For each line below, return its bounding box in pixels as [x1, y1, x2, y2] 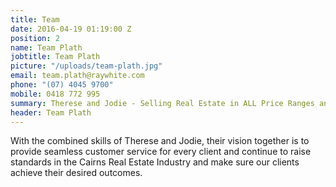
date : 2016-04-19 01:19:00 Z [10, 24, 132, 34]
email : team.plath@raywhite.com [10, 71, 145, 81]
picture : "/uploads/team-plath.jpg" [10, 61, 163, 71]
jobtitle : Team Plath [10, 52, 101, 62]
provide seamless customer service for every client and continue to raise [10, 146, 312, 158]
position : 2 [10, 33, 60, 43]
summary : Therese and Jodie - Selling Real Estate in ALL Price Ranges [10, 98, 315, 108]
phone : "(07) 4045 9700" [10, 80, 114, 90]
